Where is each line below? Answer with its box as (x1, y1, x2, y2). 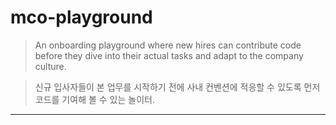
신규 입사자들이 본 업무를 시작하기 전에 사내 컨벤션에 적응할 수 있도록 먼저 (34, 81, 321, 93)
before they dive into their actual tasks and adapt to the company (34, 49, 304, 61)
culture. (34, 60, 67, 72)
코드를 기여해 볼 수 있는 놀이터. (34, 93, 155, 105)
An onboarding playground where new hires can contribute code (34, 39, 302, 51)
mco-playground (10, 6, 153, 29)
